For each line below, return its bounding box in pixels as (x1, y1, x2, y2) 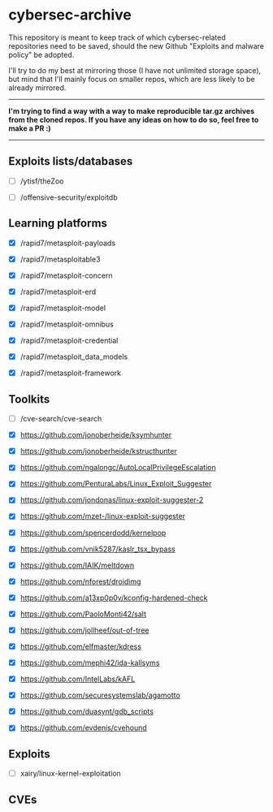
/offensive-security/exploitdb (19, 192, 118, 202)
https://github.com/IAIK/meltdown (19, 560, 135, 570)
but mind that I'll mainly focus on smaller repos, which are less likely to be (8, 74, 256, 84)
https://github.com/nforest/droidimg (19, 577, 141, 586)
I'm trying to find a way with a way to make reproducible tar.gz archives (8, 106, 255, 115)
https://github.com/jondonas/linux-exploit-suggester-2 (19, 495, 204, 505)
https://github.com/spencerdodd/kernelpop (19, 528, 167, 538)
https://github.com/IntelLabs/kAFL (19, 674, 136, 684)
